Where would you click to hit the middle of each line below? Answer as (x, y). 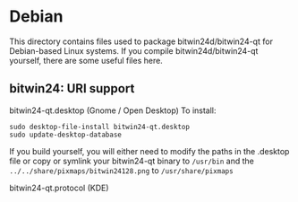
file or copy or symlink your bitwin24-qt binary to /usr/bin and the (132, 161)
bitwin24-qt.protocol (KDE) (59, 188)
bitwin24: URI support (72, 88)
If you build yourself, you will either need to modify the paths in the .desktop (149, 151)
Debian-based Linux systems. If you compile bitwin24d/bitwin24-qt (134, 50)
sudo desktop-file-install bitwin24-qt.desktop (100, 127)
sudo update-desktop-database (66, 135)
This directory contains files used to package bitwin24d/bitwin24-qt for (141, 41)
